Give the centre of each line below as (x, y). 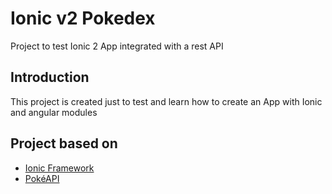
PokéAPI (42, 178)
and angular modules (54, 112)
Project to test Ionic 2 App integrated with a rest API (117, 46)
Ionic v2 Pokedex (83, 18)
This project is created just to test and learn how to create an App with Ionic (166, 101)
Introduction (50, 77)
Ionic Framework (59, 168)
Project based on (64, 143)
